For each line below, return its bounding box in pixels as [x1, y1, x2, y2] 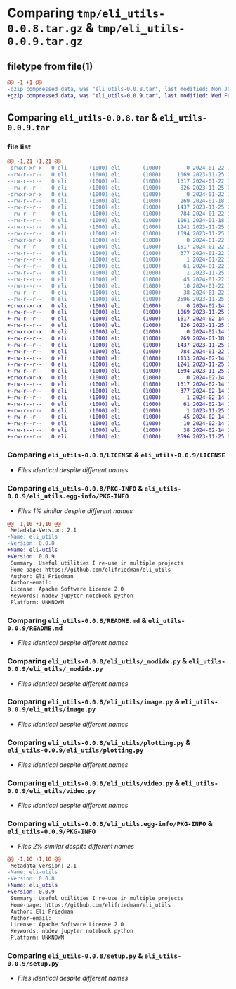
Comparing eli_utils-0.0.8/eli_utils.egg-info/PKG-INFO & [7, 819, 213, 829]
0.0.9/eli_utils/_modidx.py [7, 665, 103, 673]
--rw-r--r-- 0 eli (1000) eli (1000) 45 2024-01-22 [7, 276, 225, 283]
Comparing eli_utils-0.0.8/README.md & [7, 615, 147, 625]
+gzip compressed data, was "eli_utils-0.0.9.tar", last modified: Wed [7, 92, 221, 99]
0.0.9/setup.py [7, 959, 60, 967]
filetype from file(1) [7, 60, 93, 72]
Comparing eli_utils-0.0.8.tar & [7, 111, 158, 124]
